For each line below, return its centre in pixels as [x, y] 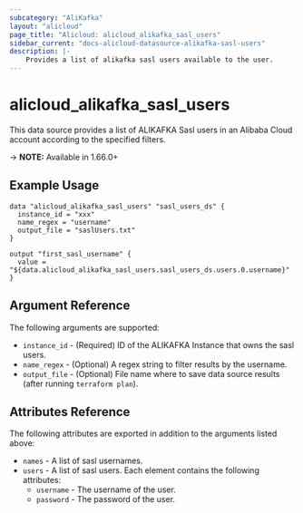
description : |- [40, 52]
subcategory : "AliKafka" [56, 18]
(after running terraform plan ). [80, 383]
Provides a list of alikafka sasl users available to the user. [150, 60]
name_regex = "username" [64, 222]
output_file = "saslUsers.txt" [77, 230]
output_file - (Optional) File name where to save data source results [151, 373]
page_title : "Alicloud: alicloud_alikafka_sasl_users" [115, 34]
